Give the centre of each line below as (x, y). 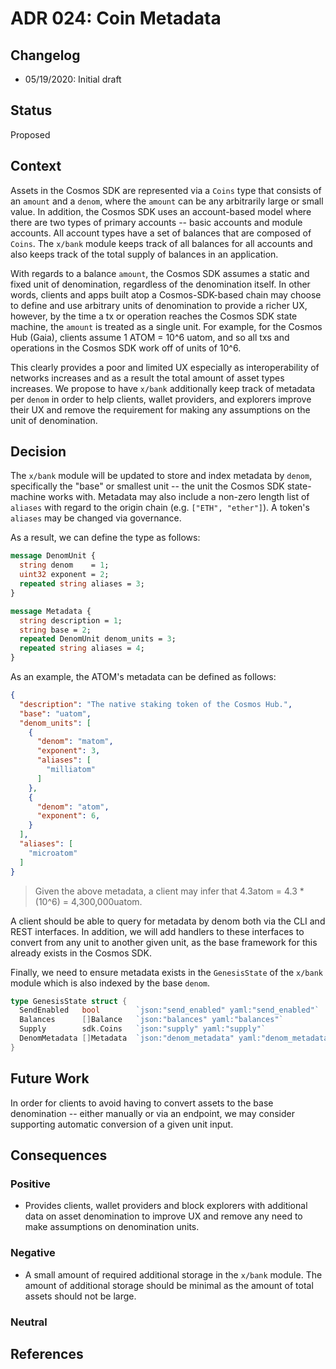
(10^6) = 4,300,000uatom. (88, 901)
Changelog (45, 55)
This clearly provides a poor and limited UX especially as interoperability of (165, 367)
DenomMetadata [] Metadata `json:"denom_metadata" (127, 1038)
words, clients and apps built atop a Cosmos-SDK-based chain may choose (166, 294)
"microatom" (53, 853)
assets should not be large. (80, 1296)
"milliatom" (71, 770)
